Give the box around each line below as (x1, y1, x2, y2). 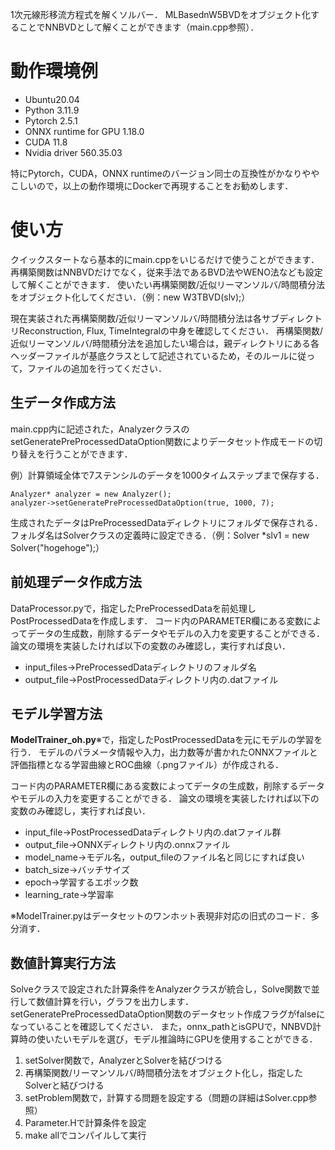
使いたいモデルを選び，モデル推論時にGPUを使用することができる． (36, 1033, 318, 1045)
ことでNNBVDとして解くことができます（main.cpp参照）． (18, 21, 260, 33)
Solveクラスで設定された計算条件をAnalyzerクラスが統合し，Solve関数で (10, 983, 312, 995)
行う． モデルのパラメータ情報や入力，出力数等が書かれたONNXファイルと (10, 746, 318, 758)
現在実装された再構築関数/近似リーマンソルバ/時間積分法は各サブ (10, 312, 280, 324)
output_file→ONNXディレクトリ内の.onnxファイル (24, 839, 231, 851)
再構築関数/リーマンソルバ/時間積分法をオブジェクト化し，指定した (24, 1067, 303, 1079)
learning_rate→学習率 (24, 889, 115, 901)
